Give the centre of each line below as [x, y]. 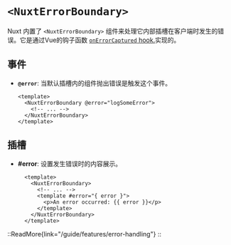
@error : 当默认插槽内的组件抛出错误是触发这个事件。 [95, 83]
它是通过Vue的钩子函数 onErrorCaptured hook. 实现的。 [100, 40]
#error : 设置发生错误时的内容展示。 [70, 163]
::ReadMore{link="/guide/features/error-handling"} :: [85, 234]
